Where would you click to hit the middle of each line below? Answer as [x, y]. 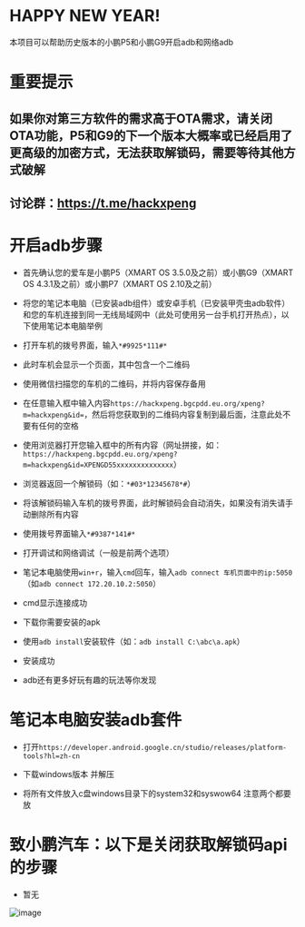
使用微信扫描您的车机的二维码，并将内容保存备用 [114, 383]
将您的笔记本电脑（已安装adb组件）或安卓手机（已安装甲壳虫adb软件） [156, 303]
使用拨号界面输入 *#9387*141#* [79, 533]
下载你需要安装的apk [61, 622]
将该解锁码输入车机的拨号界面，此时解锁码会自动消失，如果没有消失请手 [157, 503]
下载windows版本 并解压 [69, 774]
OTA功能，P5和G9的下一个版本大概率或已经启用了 [151, 136]
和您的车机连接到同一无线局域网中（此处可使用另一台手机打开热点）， [152, 314]
